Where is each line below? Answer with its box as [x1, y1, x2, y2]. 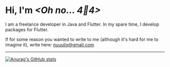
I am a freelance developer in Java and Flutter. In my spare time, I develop [5, 21, 159, 27]
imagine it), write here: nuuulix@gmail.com [5, 41, 95, 47]
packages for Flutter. [5, 26, 49, 32]
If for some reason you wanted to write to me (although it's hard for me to [5, 36, 158, 42]
